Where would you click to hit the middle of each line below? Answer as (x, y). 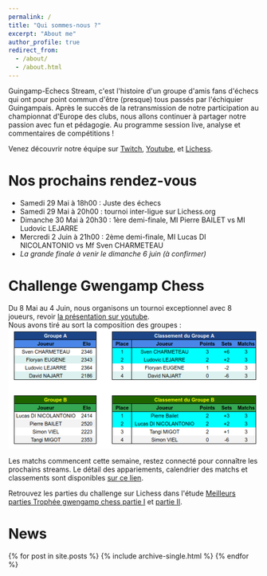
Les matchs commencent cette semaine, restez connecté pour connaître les (133, 460)
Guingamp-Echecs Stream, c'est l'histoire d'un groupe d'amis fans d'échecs (133, 91)
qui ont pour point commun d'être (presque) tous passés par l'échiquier (126, 99)
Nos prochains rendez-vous (103, 181)
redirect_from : (33, 51)
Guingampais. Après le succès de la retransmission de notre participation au (133, 108)
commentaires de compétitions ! (61, 133)
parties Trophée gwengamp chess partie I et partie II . (96, 501)
